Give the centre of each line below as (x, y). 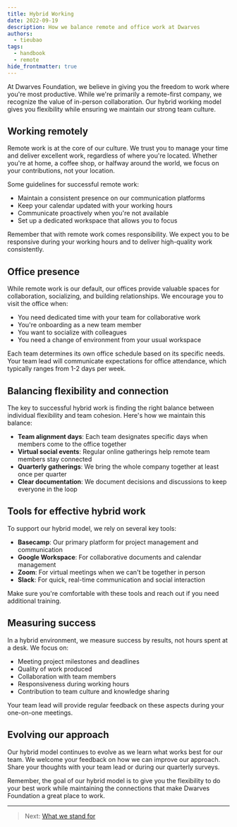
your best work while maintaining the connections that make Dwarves (109, 788)
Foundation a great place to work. (56, 795)
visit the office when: (38, 304)
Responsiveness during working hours (73, 684)
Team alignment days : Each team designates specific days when (113, 437)
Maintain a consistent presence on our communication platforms (111, 198)
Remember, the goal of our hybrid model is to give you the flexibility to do (114, 780)
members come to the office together (72, 444)
